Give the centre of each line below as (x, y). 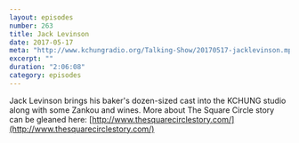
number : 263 (31, 26)
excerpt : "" (31, 59)
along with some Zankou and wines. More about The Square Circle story (142, 110)
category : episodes (45, 75)
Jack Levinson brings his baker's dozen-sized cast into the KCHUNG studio (148, 100)
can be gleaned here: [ (51, 119)
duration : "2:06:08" (48, 68)
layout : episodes (41, 17)
